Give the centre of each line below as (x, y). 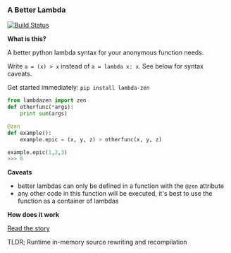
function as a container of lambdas (68, 201)
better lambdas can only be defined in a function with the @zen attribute (120, 186)
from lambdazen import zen (47, 100)
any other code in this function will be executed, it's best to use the (115, 194)
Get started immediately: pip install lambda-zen (79, 88)
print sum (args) (44, 114)
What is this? (27, 39)
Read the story (29, 228)
